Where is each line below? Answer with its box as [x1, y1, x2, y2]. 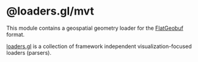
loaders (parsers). [6, 49, 52, 56]
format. [6, 30, 25, 38]
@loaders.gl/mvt [6, 4, 95, 18]
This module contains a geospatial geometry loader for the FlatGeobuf [6, 24, 183, 32]
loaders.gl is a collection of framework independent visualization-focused [6, 43, 192, 50]
